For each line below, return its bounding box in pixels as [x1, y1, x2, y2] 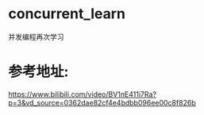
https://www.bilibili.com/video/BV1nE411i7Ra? [8, 89, 157, 99]
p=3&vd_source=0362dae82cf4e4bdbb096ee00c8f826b [8, 98, 196, 107]
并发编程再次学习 [8, 32, 64, 41]
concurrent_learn [8, 5, 125, 23]
